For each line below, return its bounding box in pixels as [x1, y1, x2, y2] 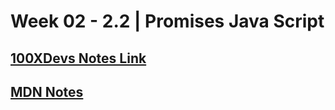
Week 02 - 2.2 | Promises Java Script [10, 10, 325, 33]
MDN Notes [10, 83, 84, 100]
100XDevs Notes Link [10, 50, 147, 67]
